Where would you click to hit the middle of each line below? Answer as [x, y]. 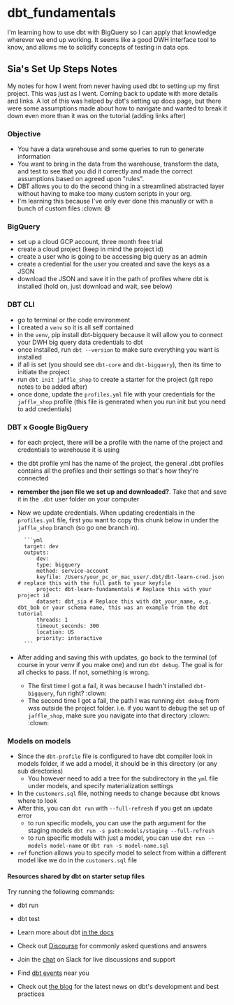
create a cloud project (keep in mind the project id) [90, 249]
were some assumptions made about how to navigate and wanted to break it [117, 108]
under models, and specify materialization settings [101, 786]
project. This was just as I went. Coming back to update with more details [113, 93]
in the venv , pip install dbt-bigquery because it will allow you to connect [120, 334]
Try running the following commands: [61, 892]
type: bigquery [58, 564]
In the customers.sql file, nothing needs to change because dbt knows [119, 793]
